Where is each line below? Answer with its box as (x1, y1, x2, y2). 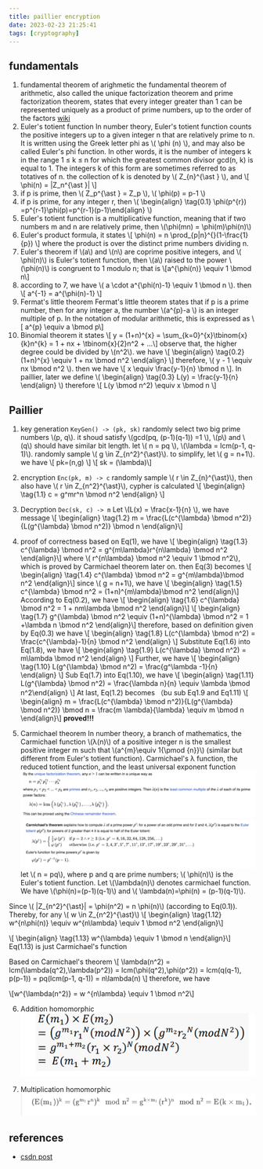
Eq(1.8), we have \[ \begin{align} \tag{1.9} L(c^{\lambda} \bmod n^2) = (20, 645, 247, 654)
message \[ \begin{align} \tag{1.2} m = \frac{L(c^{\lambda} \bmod (20, 513, 233, 522)
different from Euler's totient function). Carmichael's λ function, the (20, 754, 238, 763)
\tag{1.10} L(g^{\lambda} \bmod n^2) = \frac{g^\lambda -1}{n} (20, 662, 218, 671)
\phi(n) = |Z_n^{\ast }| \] (20, 181, 97, 190)
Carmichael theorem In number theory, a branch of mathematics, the (20, 729, 242, 738)
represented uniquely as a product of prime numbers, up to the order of (20, 105, 252, 115)
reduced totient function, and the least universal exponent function (20, 762, 236, 771)
